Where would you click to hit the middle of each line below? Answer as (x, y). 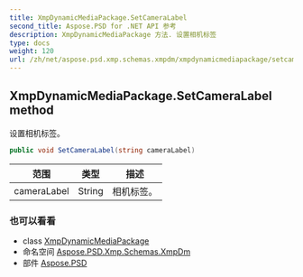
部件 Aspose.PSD (55, 263)
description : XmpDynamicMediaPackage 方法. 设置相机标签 (113, 34)
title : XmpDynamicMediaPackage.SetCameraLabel (98, 18)
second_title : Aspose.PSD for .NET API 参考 (93, 26)
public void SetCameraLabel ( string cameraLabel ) (102, 150)
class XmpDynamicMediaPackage (86, 241)
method (32, 111)
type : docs (30, 43)
